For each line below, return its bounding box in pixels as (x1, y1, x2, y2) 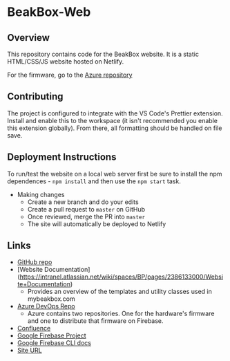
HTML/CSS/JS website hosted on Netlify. (7, 57, 124, 66)
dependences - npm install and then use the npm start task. (7, 177, 181, 185)
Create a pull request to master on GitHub (27, 205, 145, 213)
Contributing (7, 91, 64, 102)
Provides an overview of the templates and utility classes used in (27, 288, 212, 296)
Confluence (17, 324, 51, 333)
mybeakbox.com (27, 295, 75, 303)
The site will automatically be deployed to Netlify (27, 219, 166, 228)
